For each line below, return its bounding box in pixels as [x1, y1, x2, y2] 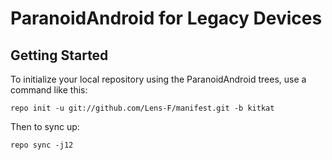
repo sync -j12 [10, 140, 74, 150]
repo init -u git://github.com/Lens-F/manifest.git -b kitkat [10, 103, 275, 113]
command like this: [10, 84, 88, 96]
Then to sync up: [10, 121, 80, 132]
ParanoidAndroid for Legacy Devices [10, 7, 323, 30]
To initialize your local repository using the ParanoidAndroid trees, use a [10, 73, 307, 85]
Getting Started [10, 47, 109, 64]
